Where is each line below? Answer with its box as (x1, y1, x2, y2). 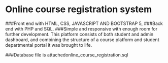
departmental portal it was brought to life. (5, 42, 92, 48)
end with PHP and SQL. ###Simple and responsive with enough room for (5, 25, 158, 31)
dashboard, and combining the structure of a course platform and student (5, 37, 159, 43)
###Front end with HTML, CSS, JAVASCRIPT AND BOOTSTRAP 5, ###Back (5, 20, 163, 26)
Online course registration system (5, 4, 152, 15)
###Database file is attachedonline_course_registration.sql (5, 52, 128, 58)
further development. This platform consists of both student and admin (5, 31, 154, 37)
